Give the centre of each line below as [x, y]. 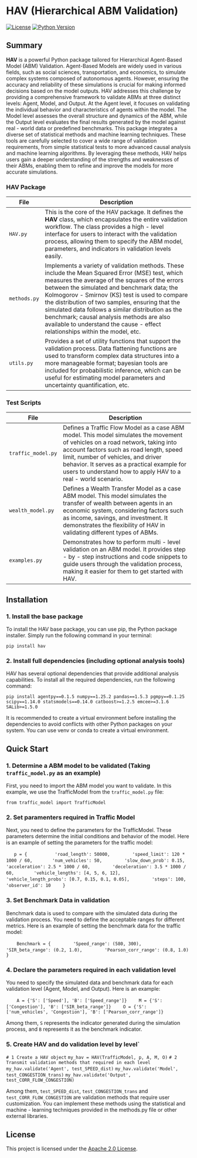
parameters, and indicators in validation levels [108, 249]
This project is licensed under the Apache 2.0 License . [72, 1149]
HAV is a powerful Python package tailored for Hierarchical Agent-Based [94, 59]
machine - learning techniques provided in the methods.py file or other [91, 1110]
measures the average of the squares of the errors [114, 280]
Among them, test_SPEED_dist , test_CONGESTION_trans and [77, 1091]
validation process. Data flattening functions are [111, 348]
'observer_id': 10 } [36, 886]
